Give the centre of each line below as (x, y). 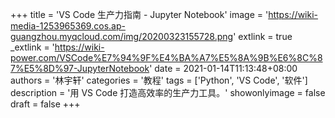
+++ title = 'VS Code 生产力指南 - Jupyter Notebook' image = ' (139, 14)
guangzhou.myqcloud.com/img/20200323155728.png (122, 36)
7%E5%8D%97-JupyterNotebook (80, 68)
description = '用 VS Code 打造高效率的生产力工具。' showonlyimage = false (168, 92)
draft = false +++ (45, 104)
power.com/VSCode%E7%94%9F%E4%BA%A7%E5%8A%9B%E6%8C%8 (166, 57)
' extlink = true (263, 36)
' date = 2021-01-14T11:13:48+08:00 (223, 68)
